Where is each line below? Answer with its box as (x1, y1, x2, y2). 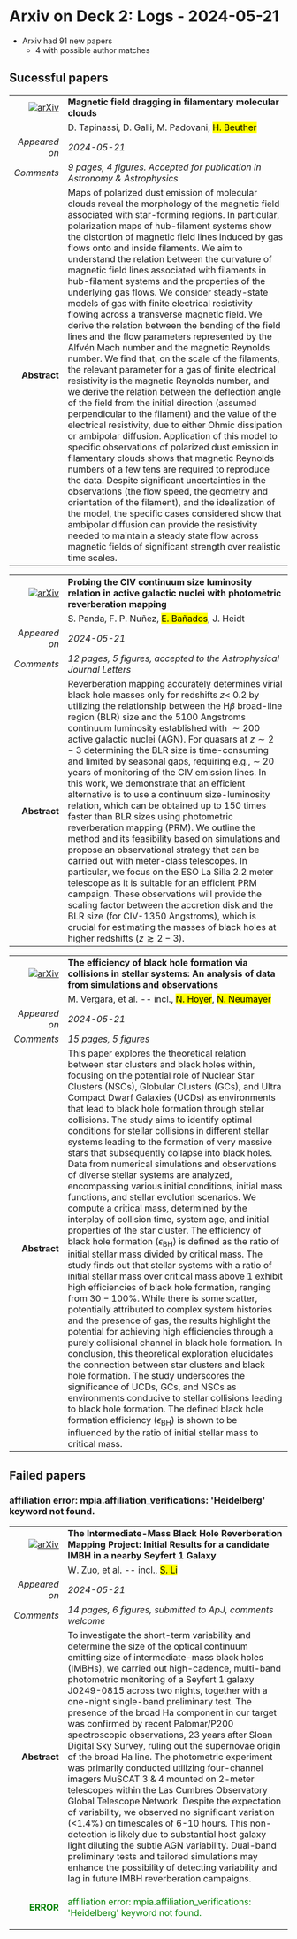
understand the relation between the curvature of (67, 252, 272, 265)
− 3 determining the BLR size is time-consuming (67, 743, 270, 756)
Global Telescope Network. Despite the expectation (67, 1795, 281, 1807)
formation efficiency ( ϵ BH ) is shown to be (67, 1413, 238, 1428)
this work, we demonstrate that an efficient (67, 777, 246, 789)
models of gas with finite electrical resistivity (67, 296, 254, 309)
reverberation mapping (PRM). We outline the (67, 821, 256, 834)
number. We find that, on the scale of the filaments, (67, 352, 280, 365)
